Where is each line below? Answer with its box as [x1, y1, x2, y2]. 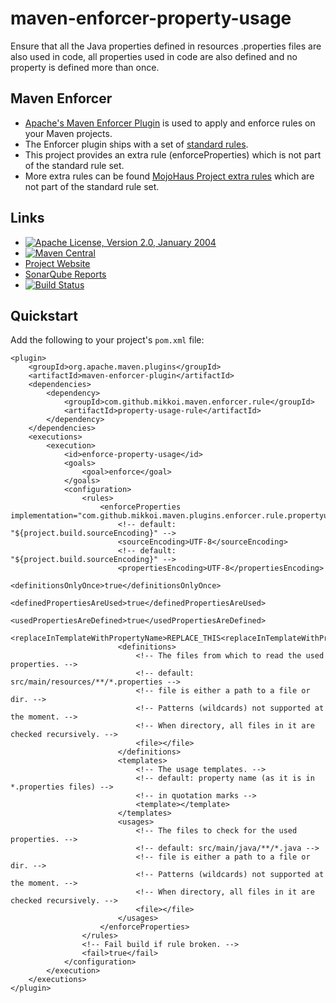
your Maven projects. [24, 127, 113, 139]
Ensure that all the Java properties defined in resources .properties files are [10, 40, 322, 52]
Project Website [24, 257, 91, 269]
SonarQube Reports [24, 268, 107, 280]
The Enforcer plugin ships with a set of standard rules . [24, 138, 249, 150]
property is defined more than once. [10, 61, 160, 73]
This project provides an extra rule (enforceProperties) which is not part [24, 148, 322, 161]
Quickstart [10, 307, 79, 324]
